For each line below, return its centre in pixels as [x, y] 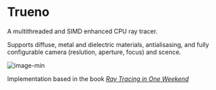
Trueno [28, 12]
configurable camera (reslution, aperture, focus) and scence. [94, 52]
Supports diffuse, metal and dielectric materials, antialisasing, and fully [108, 44]
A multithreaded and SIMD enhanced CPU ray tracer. [82, 31]
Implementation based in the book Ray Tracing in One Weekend [98, 79]
